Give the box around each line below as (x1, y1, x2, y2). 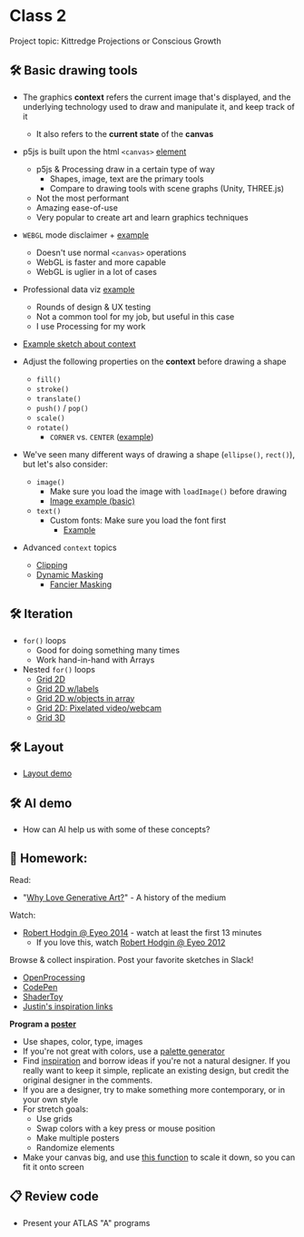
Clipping (35, 559, 68, 570)
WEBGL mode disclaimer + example (22, 229, 150, 241)
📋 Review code (9, 1189, 100, 1204)
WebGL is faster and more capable (35, 256, 166, 268)
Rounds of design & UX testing (35, 301, 152, 312)
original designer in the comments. (22, 1075, 152, 1085)
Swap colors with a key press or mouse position (35, 1123, 216, 1134)
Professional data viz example (22, 283, 135, 295)
